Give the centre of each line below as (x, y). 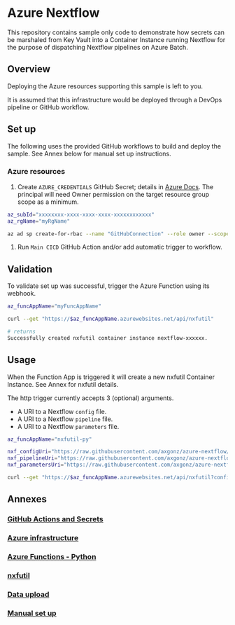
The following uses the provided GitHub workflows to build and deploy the (114, 146)
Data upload (28, 594)
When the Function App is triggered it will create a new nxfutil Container (111, 377)
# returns (22, 332)
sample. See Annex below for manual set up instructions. (89, 153)
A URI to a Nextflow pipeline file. (65, 419)
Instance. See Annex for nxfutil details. (63, 384)
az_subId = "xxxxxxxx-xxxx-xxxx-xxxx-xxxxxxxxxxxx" (81, 214)
